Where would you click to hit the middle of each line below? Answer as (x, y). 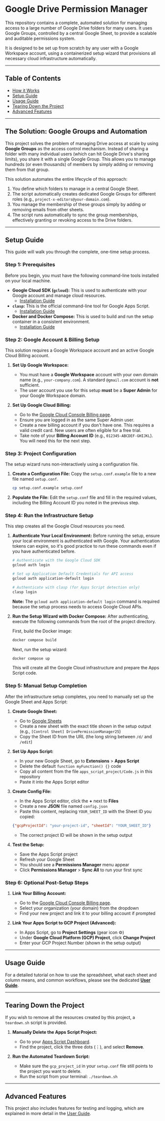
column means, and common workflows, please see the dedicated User (78, 980)
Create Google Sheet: (35, 711)
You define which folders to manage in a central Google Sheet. (75, 189)
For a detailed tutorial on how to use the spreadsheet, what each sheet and (81, 975)
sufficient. (30, 385)
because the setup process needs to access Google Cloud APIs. (77, 606)
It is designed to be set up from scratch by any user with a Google (72, 48)
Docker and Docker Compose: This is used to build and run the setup (83, 316)
